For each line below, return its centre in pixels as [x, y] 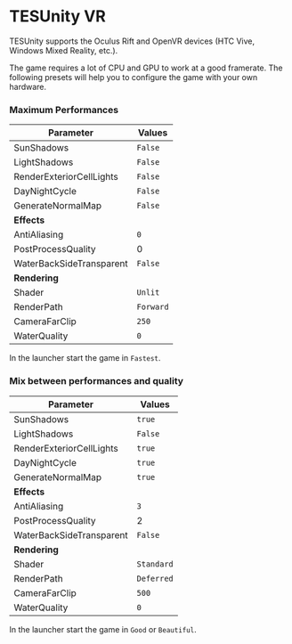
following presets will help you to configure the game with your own [134, 77]
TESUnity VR [58, 16]
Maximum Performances [64, 110]
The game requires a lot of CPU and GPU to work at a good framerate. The [146, 68]
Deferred [155, 578]
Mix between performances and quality [97, 381]
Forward [153, 307]
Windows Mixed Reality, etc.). [64, 50]
